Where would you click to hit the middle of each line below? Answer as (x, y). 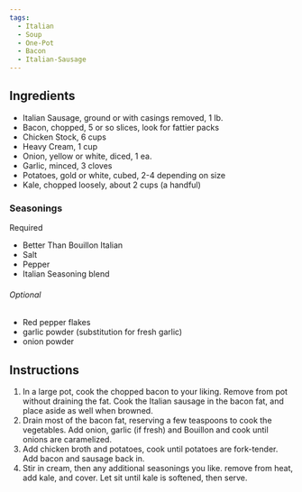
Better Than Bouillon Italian (73, 245)
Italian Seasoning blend (66, 274)
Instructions (44, 370)
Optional (25, 295)
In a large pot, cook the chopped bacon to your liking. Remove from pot (155, 392)
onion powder (48, 342)
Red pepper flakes (56, 323)
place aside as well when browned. (87, 411)
